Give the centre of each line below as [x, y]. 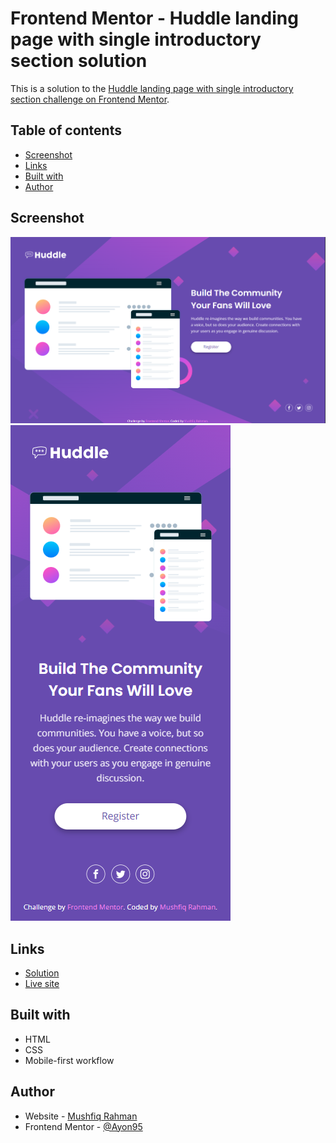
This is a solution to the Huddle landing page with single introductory [152, 88]
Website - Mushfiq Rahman [81, 1116]
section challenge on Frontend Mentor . [90, 99]
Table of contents [66, 130]
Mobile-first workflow [69, 1060]
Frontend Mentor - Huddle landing [154, 18]
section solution [79, 61]
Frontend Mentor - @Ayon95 [83, 1126]
